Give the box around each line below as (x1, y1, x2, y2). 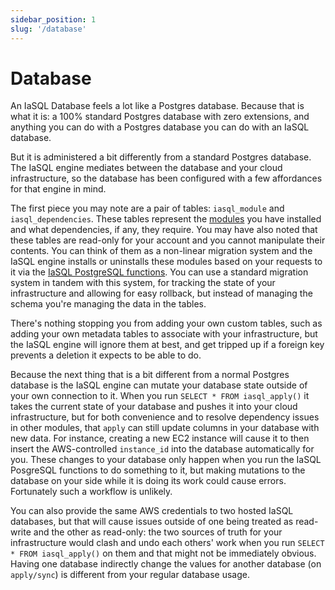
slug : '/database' (10, 24, 87, 34)
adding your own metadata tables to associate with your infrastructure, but (10, 328, 318, 340)
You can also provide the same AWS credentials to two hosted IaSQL (10, 505, 294, 517)
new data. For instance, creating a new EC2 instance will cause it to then (10, 432, 310, 445)
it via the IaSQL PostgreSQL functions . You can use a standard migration (10, 266, 309, 278)
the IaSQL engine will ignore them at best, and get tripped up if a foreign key (10, 339, 325, 351)
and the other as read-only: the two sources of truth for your (33, 526, 283, 538)
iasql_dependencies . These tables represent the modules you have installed (10, 213, 322, 225)
